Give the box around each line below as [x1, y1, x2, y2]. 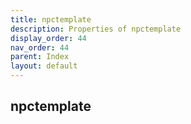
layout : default [10, 61, 78, 71]
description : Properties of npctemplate [10, 24, 182, 34]
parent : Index [10, 52, 70, 62]
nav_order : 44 [10, 42, 70, 53]
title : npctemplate [10, 14, 92, 25]
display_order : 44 [10, 33, 87, 43]
